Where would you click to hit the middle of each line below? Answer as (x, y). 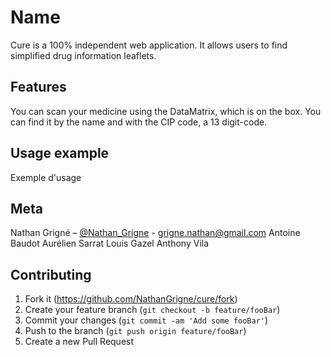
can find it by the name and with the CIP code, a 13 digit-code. (139, 122)
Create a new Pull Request (79, 342)
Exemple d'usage (46, 177)
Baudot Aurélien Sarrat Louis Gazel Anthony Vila (110, 243)
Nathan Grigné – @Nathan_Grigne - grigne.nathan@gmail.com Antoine (155, 233)
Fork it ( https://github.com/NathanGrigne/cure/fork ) (131, 299)
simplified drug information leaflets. (83, 55)
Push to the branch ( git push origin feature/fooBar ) (135, 331)
